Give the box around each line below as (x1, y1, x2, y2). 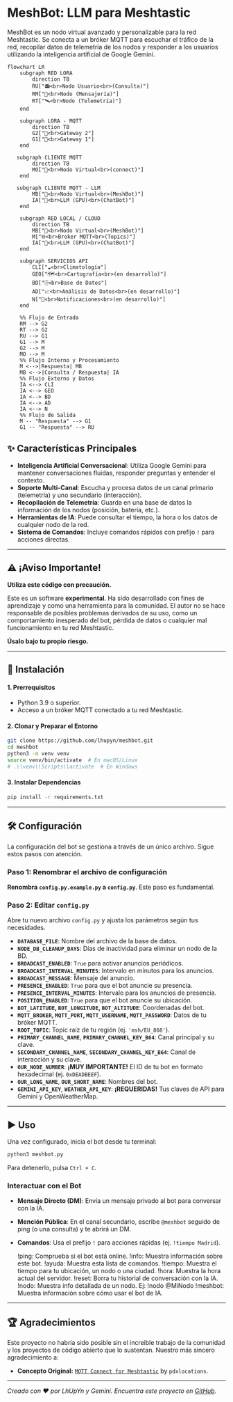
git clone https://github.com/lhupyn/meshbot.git (7, 737, 154, 744)
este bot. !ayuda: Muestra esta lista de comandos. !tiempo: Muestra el (17, 1259, 217, 1268)
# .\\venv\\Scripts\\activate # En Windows (7, 763, 138, 770)
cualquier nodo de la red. (17, 520, 89, 528)
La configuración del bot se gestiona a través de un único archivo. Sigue (7, 842, 214, 851)
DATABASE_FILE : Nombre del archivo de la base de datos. (17, 937, 178, 945)
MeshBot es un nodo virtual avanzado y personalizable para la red (7, 28, 196, 36)
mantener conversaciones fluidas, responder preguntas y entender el (17, 468, 216, 477)
